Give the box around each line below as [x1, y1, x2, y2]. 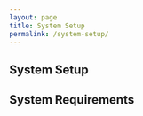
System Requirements [9, 92, 135, 107]
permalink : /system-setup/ [9, 29, 109, 38]
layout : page [9, 12, 58, 22]
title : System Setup [9, 21, 86, 30]
